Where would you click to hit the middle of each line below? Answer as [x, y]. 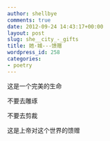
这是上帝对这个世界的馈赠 [44, 130]
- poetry [20, 65]
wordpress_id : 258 [34, 53]
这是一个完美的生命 [35, 86]
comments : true [29, 20]
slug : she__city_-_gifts [43, 40]
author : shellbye [32, 14]
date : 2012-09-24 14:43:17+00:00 [55, 26]
